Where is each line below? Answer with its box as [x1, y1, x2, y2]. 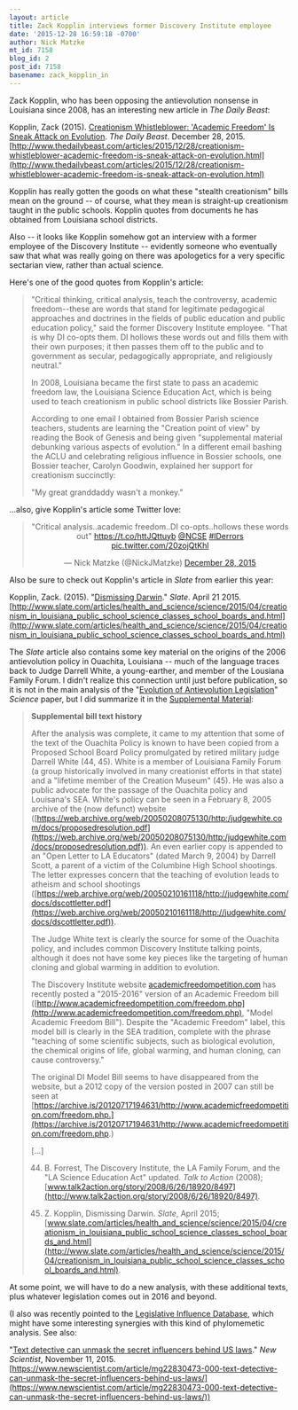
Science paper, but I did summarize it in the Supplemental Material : [9, 693, 255, 704]
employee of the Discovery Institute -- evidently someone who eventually [9, 240, 278, 251]
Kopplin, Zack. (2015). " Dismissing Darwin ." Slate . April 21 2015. [9, 591, 242, 602]
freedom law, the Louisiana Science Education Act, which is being [30, 387, 272, 397]
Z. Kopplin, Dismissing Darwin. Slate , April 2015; [43, 1208, 220, 1218]
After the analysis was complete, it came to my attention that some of [30, 728, 286, 739]
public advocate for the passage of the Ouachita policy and [30, 784, 248, 795]
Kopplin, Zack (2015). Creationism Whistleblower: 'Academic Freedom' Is [9, 121, 275, 132]
